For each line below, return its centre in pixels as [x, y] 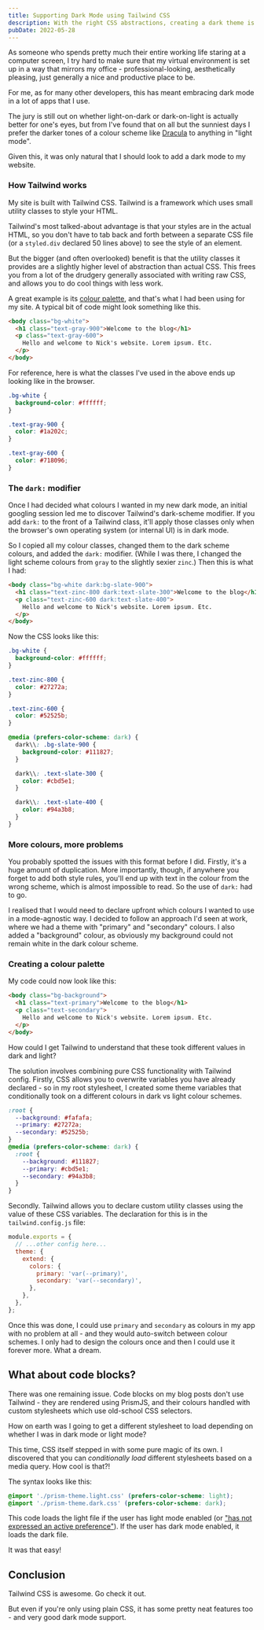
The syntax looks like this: [50, 1481]
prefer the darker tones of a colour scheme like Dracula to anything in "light [130, 133]
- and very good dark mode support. [68, 1617]
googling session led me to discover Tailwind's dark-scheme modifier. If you [132, 514]
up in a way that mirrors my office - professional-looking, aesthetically [122, 69]
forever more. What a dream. [55, 1350]
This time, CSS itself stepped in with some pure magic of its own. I [115, 1449]
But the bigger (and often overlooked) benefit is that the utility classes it [125, 258]
